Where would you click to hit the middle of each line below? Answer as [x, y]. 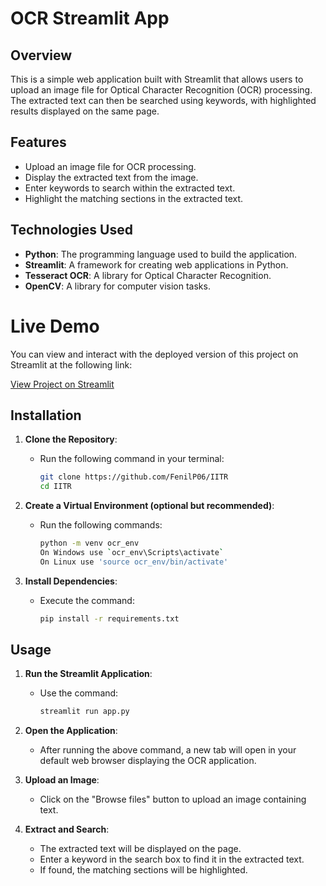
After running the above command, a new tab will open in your [168, 750]
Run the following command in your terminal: [132, 459]
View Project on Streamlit [62, 384]
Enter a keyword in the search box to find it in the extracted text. [172, 859]
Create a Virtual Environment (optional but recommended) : [149, 506]
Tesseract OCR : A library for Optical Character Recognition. [148, 275]
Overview [41, 55]
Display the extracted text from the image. [111, 177]
